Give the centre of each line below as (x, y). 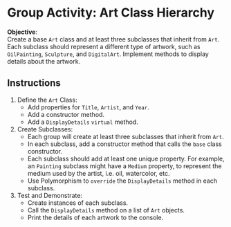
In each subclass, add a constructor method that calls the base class (125, 144)
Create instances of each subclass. (78, 203)
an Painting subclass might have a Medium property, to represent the (124, 166)
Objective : (22, 32)
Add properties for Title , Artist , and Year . (89, 107)
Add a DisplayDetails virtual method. (83, 122)
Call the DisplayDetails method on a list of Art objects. (106, 210)
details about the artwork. (44, 61)
